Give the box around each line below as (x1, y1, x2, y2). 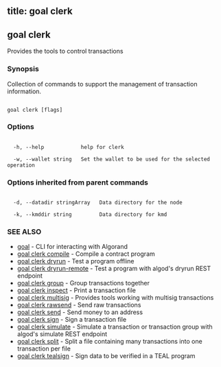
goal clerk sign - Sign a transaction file (16, 316, 127, 324)
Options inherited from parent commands (7, 178, 149, 187)
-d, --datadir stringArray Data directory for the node (13, 199, 183, 206)
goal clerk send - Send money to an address (16, 308, 143, 316)
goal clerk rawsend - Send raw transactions (16, 301, 141, 309)
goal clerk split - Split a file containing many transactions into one (16, 338, 202, 346)
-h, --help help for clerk (13, 143, 125, 150)
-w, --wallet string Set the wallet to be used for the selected (13, 156, 211, 163)
